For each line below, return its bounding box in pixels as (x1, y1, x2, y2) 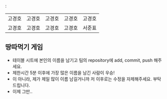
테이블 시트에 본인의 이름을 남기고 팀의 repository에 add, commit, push (12, 57, 153, 63)
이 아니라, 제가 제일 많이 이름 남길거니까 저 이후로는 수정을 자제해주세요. (12, 75, 152, 82)
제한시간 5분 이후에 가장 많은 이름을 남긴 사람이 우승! (12, 69, 115, 75)
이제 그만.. (12, 88, 33, 94)
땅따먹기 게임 (5, 43, 43, 51)
